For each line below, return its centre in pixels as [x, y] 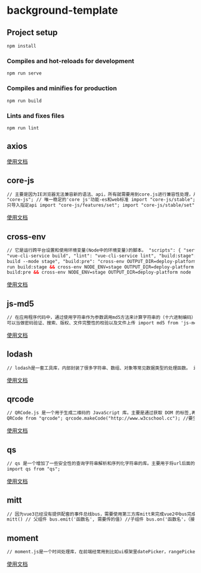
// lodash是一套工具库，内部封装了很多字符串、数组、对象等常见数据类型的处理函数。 [99, 368]
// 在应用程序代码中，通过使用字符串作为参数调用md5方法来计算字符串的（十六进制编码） [101, 318]
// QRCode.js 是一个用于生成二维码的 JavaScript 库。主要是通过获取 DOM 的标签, [99, 413]
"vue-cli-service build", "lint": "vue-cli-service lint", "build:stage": [102, 256]
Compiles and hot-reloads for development [71, 61]
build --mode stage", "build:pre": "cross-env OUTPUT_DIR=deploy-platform [102, 261]
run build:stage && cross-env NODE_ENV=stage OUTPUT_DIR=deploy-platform [101, 267]
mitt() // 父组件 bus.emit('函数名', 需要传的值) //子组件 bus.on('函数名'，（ [99, 519]
